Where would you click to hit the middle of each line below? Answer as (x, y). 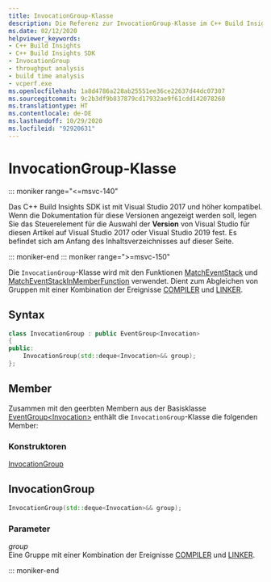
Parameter (29, 529)
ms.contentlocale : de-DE (50, 114)
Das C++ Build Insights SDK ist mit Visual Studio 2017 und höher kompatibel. (135, 206)
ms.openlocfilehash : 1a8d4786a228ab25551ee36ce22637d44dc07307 (117, 91)
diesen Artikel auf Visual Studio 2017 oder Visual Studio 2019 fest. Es (123, 232)
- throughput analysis (46, 69)
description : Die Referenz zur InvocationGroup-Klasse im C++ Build (126, 23)
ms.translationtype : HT (48, 106)
